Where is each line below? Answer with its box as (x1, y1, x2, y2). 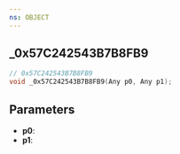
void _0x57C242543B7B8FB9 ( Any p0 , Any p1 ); (9, 77, 173, 87)
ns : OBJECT (9, 12, 50, 22)
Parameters (9, 102, 75, 117)
